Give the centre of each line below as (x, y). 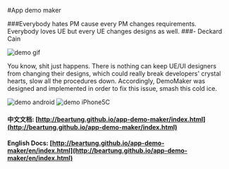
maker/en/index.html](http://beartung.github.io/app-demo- (98, 151)
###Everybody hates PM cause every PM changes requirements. (102, 24)
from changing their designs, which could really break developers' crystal (114, 74)
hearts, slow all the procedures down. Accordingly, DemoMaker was (106, 81)
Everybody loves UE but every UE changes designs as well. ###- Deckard (115, 31)
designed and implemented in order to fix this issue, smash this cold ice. (112, 88)
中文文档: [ (23, 119)
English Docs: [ (30, 143)
